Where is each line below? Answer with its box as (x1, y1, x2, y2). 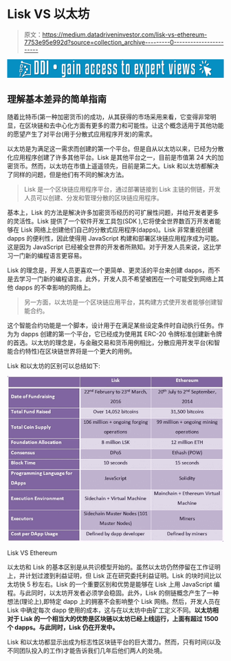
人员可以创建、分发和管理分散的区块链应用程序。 (23, 194, 163, 202)
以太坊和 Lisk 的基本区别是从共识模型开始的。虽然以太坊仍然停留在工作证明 (7, 563, 221, 571)
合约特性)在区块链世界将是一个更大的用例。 (12, 347, 136, 355)
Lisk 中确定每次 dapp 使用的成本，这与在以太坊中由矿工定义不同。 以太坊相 (7, 606, 219, 614)
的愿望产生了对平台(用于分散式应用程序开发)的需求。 (7, 130, 157, 138)
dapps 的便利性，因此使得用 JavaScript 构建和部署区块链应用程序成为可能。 (7, 234, 223, 242)
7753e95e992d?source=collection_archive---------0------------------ (23, 38, 224, 46)
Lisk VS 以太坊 (7, 6, 90, 22)
